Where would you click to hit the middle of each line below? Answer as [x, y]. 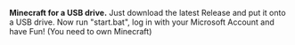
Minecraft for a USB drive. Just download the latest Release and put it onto [148, 13]
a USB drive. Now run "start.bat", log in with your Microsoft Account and [142, 22]
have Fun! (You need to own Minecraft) [81, 31]
